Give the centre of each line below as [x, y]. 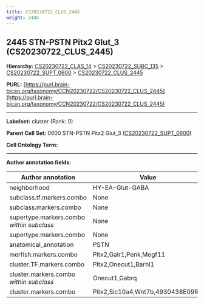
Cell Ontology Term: [32, 145]
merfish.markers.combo [43, 255]
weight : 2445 [23, 18]
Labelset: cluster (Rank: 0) [40, 122]
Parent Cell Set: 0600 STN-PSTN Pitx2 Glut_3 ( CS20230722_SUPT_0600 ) [99, 133]
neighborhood [30, 188]
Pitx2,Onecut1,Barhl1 [124, 264]
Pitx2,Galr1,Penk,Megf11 [129, 255]
